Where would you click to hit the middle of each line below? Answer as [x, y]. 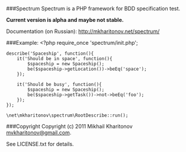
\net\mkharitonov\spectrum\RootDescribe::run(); [67, 115]
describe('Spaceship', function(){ [50, 54]
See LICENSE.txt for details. [40, 144]
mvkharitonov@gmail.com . [39, 133]
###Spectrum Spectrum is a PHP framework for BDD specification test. [93, 9]
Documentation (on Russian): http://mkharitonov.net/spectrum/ [83, 31]
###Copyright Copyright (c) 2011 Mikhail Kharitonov [70, 126]
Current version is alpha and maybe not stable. [65, 20]
